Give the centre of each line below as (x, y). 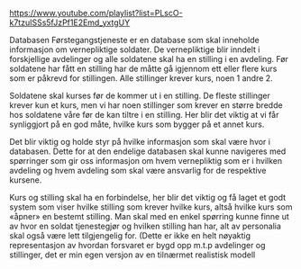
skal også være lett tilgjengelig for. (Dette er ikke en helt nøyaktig (130, 236)
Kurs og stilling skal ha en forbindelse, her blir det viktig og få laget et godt (148, 197)
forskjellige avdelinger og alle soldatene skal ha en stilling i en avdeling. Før (149, 59)
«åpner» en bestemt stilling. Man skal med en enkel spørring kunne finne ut (150, 216)
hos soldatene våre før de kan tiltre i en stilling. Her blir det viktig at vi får (144, 115)
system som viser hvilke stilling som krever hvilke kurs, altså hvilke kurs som (151, 207)
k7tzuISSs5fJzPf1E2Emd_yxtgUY (70, 22)
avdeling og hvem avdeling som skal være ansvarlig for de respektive (138, 170)
